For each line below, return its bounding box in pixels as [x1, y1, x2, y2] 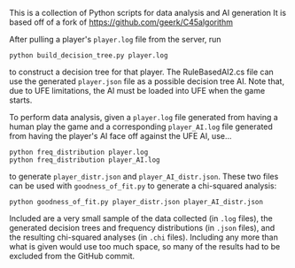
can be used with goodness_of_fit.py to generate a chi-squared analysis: [9, 180, 277, 191]
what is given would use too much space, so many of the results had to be [9, 241, 281, 251]
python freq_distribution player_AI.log [9, 156, 161, 165]
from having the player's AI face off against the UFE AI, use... [9, 131, 232, 141]
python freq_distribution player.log [9, 148, 149, 157]
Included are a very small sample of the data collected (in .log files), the [9, 213, 273, 224]
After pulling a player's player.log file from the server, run [9, 34, 221, 44]
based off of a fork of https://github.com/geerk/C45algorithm [9, 17, 233, 27]
